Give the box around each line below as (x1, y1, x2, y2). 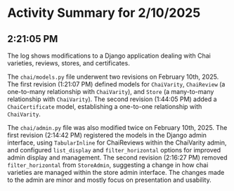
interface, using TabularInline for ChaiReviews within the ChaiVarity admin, (7, 138, 227, 147)
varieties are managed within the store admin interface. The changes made (7, 169, 225, 176)
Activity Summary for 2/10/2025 (7, 5, 201, 21)
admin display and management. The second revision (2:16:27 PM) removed (7, 153, 228, 162)
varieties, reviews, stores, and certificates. (7, 59, 130, 67)
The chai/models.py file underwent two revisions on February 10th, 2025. (7, 72, 219, 81)
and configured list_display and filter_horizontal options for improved (7, 146, 221, 154)
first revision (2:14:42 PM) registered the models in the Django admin (7, 131, 207, 139)
